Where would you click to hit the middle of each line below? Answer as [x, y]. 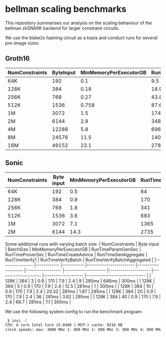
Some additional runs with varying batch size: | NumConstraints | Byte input [82, 244]
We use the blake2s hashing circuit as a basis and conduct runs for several [82, 38]
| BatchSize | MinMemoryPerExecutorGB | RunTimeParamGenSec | [73, 249]
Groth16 [18, 59]
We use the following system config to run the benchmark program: [74, 311]
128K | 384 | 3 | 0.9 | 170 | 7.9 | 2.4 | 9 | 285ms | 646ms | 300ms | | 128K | [80, 281]
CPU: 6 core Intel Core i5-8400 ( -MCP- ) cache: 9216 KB [64, 325]
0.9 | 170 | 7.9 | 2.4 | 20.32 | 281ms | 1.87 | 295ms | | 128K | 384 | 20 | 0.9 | [81, 291]
